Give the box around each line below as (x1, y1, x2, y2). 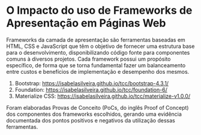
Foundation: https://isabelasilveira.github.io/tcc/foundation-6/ (14, 86, 168, 93)
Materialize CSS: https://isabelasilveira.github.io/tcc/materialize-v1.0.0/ (14, 92, 191, 100)
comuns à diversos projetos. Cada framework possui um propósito (6, 55, 171, 62)
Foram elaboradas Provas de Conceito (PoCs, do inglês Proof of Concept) (6, 104, 189, 111)
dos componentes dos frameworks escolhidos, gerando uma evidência (6, 110, 182, 118)
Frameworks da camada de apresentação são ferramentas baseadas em (6, 36, 186, 43)
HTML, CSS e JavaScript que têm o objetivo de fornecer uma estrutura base (6, 43, 195, 50)
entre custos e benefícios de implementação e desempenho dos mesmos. (6, 68, 190, 75)
